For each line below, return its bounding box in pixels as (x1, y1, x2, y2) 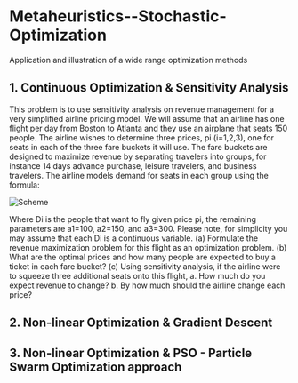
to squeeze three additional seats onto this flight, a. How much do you (9, 270, 266, 281)
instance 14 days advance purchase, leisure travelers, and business (9, 160, 257, 171)
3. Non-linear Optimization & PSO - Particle (9, 345, 253, 361)
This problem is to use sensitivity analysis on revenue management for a (9, 104, 274, 115)
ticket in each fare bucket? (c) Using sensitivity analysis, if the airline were (9, 260, 281, 272)
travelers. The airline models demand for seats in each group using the (9, 170, 269, 180)
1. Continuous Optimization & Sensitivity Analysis (9, 80, 289, 95)
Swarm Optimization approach (9, 359, 182, 374)
